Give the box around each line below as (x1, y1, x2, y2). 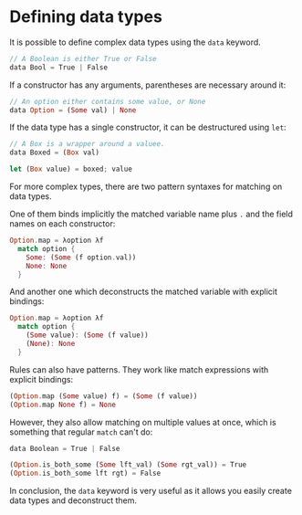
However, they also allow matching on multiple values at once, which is (9, 416, 276, 427)
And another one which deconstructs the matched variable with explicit (9, 286, 278, 298)
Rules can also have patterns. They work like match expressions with (9, 363, 269, 375)
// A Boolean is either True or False (9, 54, 157, 63)
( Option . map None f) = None (9, 400, 117, 409)
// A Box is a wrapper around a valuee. (9, 140, 166, 149)
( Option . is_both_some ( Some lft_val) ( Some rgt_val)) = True (9, 460, 247, 469)
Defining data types (9, 6, 162, 27)
